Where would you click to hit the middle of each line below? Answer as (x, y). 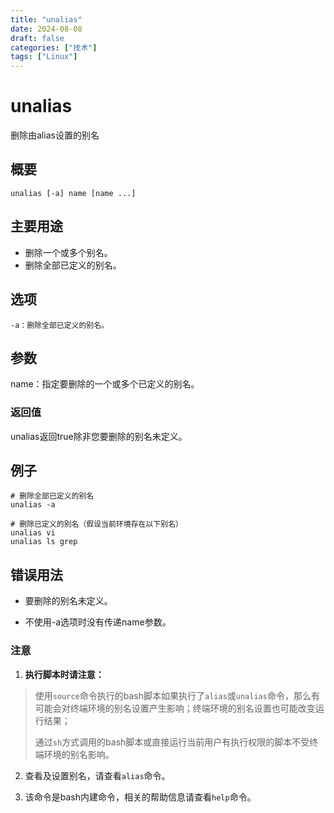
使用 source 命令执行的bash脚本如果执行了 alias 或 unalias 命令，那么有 (177, 695)
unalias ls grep (44, 542)
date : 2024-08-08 (46, 29)
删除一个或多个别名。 (68, 252)
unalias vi (33, 533)
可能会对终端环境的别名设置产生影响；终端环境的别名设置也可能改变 (175, 708)
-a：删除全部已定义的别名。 (60, 325)
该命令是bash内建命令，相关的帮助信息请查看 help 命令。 (140, 797)
